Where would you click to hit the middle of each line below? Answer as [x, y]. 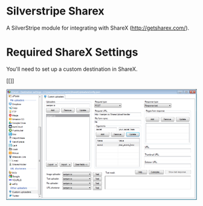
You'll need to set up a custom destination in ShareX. [72, 69]
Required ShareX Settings [72, 52]
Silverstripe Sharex [55, 11]
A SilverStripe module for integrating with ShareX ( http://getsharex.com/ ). [98, 28]
